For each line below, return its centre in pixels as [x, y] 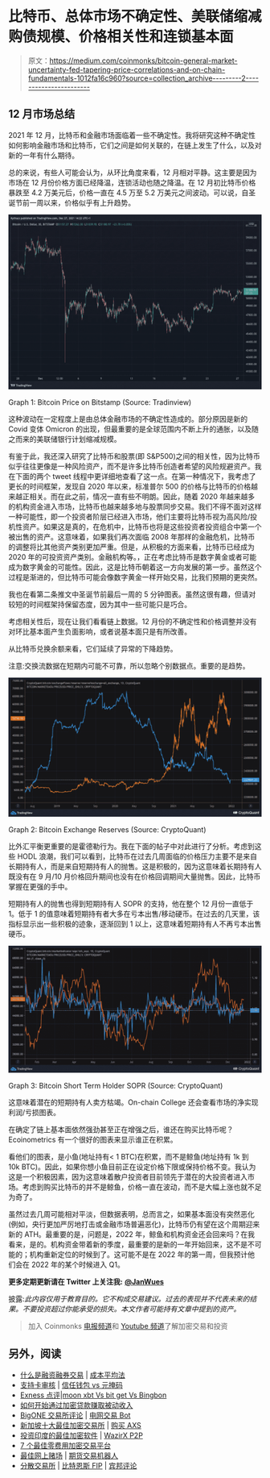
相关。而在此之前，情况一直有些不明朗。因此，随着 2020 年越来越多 [142, 497]
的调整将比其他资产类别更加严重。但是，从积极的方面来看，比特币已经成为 [131, 547]
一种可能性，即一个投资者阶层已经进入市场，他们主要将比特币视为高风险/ [129, 517]
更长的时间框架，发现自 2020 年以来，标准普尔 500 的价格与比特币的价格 [130, 487]
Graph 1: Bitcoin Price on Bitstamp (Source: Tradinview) [100, 402]
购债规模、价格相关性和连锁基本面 [121, 37]
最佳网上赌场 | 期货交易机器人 [69, 1455]
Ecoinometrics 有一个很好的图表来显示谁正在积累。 [93, 1139]
